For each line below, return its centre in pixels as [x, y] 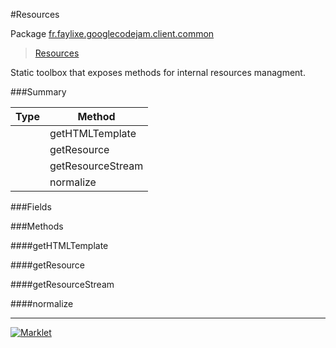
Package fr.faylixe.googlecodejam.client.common [112, 33]
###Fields [31, 207]
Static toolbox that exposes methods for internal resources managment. [158, 72]
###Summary [38, 92]
